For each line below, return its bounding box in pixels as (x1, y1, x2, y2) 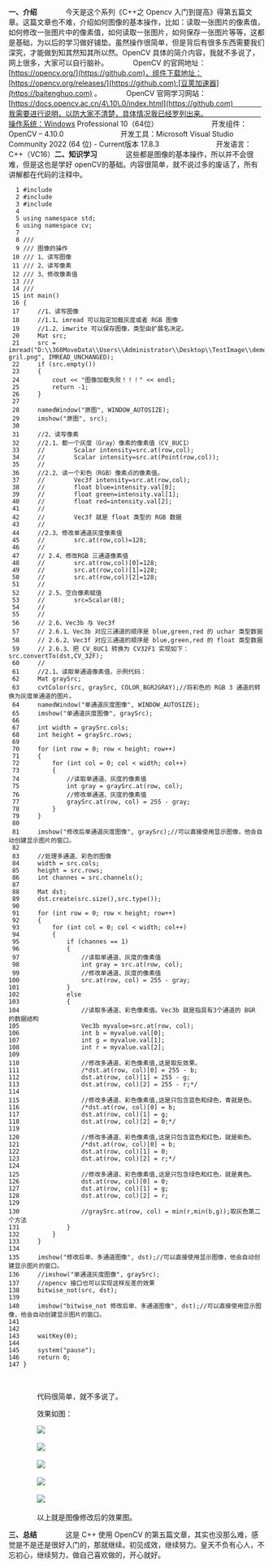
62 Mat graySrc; (11, 675, 82, 683)
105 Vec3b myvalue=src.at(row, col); (8, 1022, 195, 1030)
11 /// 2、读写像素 (11, 262, 71, 270)
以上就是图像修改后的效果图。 (36, 1513, 136, 1522)
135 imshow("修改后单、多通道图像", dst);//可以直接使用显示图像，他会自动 (8, 1253, 254, 1261)
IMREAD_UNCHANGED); (48, 353, 115, 361)
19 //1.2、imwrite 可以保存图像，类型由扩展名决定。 (11, 324, 188, 333)
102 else (8, 990, 82, 999)
